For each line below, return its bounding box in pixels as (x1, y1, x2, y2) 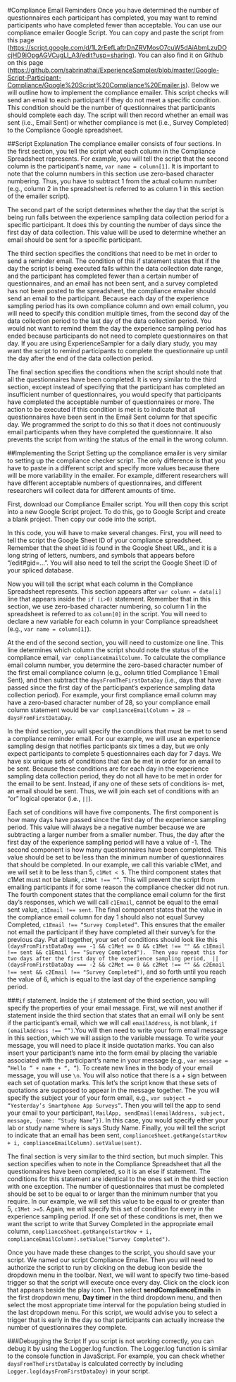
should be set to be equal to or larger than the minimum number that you (7, 1190, 218, 1198)
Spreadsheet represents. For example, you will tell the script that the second (7, 154, 229, 163)
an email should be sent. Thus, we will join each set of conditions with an (7, 787, 219, 795)
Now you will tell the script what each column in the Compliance (7, 580, 194, 588)
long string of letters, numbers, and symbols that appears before (7, 551, 195, 559)
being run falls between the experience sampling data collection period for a (7, 213, 229, 221)
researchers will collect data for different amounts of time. (7, 487, 176, 494)
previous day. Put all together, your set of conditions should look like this (7, 936, 218, 943)
